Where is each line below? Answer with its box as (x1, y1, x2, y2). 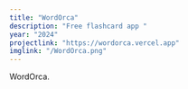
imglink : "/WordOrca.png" (9, 47, 107, 56)
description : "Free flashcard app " (9, 22, 147, 31)
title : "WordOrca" (9, 13, 79, 22)
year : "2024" (9, 30, 59, 39)
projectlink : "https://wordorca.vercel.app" (9, 38, 180, 48)
